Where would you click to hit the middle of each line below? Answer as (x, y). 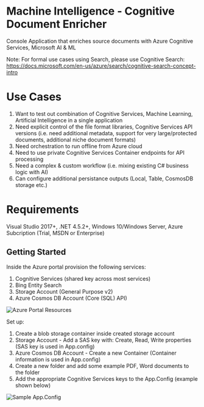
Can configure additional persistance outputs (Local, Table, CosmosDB (104, 179)
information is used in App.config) (58, 359)
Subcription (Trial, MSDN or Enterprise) (55, 233)
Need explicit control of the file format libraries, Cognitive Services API (104, 127)
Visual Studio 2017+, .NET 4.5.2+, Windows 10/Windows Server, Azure (95, 226)
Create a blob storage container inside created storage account (95, 333)
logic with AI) (32, 172)
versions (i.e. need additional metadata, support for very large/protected (106, 133)
